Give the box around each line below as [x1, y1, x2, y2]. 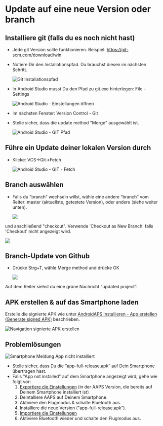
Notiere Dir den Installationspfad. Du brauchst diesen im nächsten [12, 62, 147, 67]
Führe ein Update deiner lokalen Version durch [5, 144, 151, 152]
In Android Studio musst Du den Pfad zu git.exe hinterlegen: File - [12, 86, 146, 92]
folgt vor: [12, 379, 31, 385]
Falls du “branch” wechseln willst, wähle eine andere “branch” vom [12, 194, 149, 199]
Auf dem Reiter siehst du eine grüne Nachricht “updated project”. [5, 284, 138, 290]
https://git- [106, 47, 129, 52]
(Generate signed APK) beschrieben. [5, 316, 80, 322]
